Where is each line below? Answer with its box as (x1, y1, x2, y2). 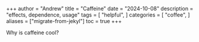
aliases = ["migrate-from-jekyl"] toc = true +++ (6, 18, 122, 24)
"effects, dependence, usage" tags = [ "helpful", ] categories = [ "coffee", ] (6, 11, 190, 18)
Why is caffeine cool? (6, 29, 60, 36)
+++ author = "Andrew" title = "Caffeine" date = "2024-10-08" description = (6, 5, 194, 12)
